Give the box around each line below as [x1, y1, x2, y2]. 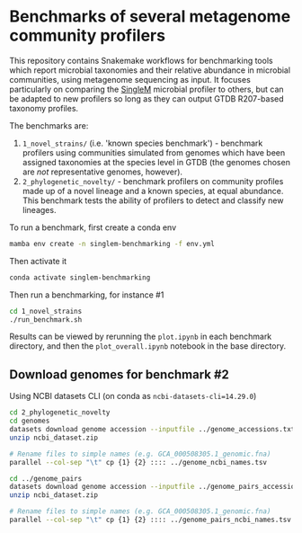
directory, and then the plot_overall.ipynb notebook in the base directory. [9, 341, 286, 351]
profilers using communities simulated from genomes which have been [22, 147, 286, 158]
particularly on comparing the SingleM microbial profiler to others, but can [9, 84, 285, 94]
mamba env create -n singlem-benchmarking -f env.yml [9, 239, 216, 248]
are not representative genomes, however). [22, 166, 182, 177]
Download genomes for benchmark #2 [9, 367, 229, 382]
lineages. [22, 204, 57, 215]
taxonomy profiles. [9, 102, 79, 113]
